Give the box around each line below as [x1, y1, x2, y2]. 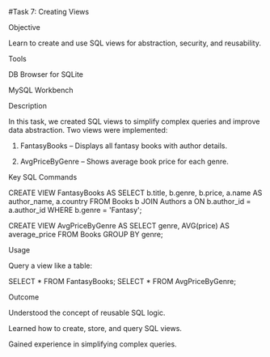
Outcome [8, 292, 40, 302]
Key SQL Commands [8, 172, 78, 181]
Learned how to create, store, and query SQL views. [8, 324, 182, 333]
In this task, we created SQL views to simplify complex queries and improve [8, 117, 260, 126]
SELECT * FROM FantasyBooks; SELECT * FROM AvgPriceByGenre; [8, 277, 237, 286]
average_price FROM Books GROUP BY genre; [8, 230, 163, 239]
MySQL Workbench [8, 85, 74, 95]
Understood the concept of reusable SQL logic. [8, 308, 166, 317]
